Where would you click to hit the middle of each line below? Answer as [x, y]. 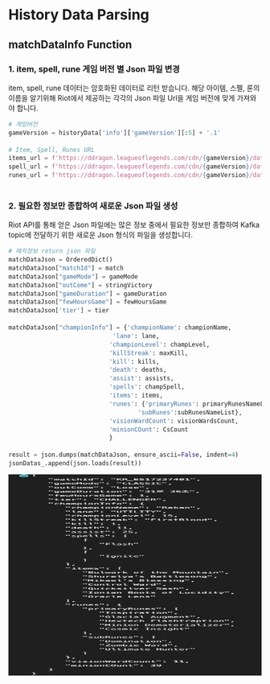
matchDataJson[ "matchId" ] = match [66, 268]
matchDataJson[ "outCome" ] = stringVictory [80, 285]
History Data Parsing [79, 15]
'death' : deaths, [138, 370]
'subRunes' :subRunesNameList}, [190, 412]
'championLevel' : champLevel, [160, 344]
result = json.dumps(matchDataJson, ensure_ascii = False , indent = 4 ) [124, 455]
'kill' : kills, [134, 361]
